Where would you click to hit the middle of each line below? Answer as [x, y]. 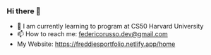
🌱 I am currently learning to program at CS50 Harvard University [110, 26]
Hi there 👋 [24, 11]
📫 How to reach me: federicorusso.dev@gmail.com [92, 34]
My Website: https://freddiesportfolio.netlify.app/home [96, 44]
